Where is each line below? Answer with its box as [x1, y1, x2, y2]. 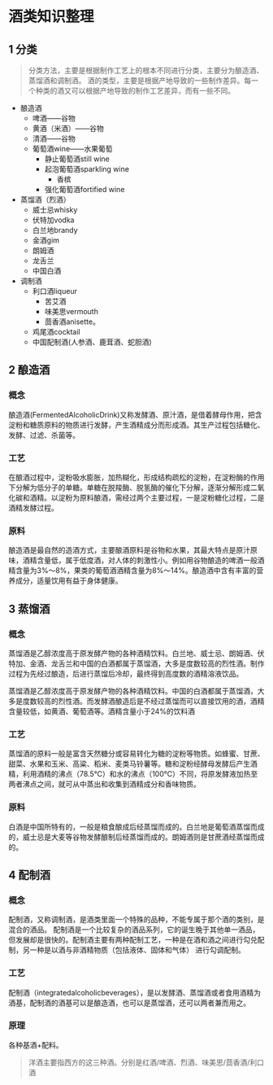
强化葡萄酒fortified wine [44, 185, 125, 194]
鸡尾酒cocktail [32, 327, 80, 336]
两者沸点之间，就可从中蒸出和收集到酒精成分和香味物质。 [8, 779, 201, 790]
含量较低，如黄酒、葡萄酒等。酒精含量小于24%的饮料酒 [8, 706, 196, 716]
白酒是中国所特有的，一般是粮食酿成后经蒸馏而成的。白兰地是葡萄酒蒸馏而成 [8, 821, 265, 831]
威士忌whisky [32, 205, 78, 214]
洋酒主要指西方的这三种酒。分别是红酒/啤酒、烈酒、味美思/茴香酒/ [28, 1057, 250, 1067]
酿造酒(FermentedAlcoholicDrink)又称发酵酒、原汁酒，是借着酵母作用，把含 [8, 409, 262, 419]
